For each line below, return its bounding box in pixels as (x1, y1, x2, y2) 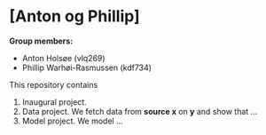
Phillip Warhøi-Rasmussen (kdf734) (21, 62, 153, 73)
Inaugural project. (21, 96, 87, 107)
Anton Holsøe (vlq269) (21, 52, 106, 63)
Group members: (9, 36, 74, 46)
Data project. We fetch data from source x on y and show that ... (21, 106, 258, 116)
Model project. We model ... (21, 115, 124, 126)
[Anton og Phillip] (9, 6, 140, 27)
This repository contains (9, 79, 98, 90)
